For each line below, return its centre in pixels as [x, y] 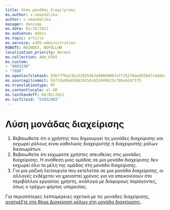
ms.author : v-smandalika [31, 15]
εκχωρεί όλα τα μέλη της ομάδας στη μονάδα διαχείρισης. [75, 165]
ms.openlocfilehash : [27, 76]
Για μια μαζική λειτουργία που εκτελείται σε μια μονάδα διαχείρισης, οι [88, 171]
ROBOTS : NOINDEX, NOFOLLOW [34, 48]
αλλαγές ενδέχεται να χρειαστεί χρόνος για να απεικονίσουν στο [82, 176]
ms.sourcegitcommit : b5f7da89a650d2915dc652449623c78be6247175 [73, 80]
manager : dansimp [24, 24]
